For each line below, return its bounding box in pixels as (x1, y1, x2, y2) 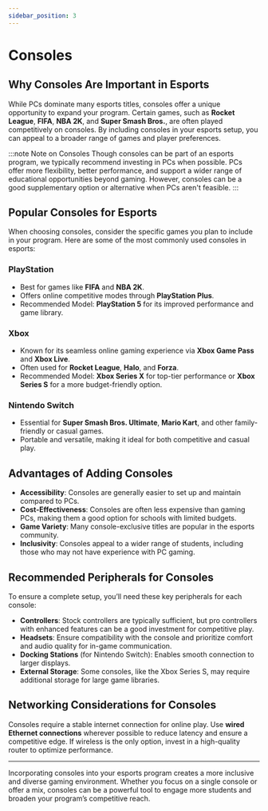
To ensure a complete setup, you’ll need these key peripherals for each (8, 591, 242, 601)
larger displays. (19, 657, 71, 668)
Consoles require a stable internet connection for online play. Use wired (8, 719, 245, 729)
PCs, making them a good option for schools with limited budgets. (19, 513, 237, 523)
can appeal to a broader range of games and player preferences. (8, 133, 222, 142)
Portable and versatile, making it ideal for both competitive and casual (19, 435, 250, 445)
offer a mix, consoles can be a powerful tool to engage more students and (8, 785, 252, 794)
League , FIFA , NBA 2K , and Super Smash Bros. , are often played (8, 116, 223, 126)
